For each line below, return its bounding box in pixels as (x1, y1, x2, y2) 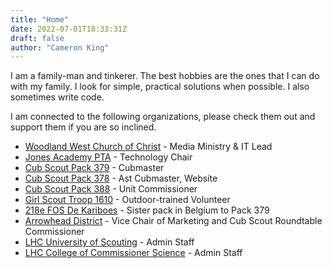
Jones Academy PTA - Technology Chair (24, 151, 193, 163)
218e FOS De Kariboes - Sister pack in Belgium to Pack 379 (24, 204, 270, 216)
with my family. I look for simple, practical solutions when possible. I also (10, 81, 310, 93)
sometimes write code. (10, 91, 105, 103)
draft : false (10, 33, 65, 43)
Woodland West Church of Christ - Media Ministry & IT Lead (24, 141, 273, 153)
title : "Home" (10, 14, 70, 25)
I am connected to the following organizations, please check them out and (10, 111, 316, 123)
